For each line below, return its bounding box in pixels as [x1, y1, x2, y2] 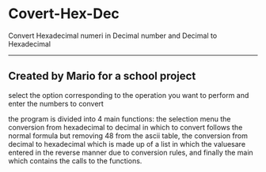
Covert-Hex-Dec [8, 5, 120, 23]
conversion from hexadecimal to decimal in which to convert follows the [8, 122, 243, 132]
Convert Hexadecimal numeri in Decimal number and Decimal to [8, 31, 218, 40]
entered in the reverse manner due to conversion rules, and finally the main [8, 148, 253, 157]
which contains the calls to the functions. [8, 155, 142, 166]
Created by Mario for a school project [8, 69, 196, 83]
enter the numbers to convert [8, 99, 104, 108]
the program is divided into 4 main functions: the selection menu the [8, 114, 231, 123]
